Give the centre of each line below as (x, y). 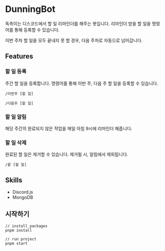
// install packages (27, 226)
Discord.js (23, 192)
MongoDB (23, 197)
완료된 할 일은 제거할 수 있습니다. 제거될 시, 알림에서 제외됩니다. (67, 154)
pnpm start (16, 243)
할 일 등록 (16, 72)
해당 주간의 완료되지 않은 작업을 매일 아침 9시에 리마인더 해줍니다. (69, 128)
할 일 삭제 (16, 142)
